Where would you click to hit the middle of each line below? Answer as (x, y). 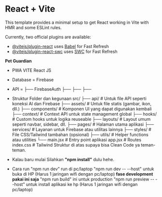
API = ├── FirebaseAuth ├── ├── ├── (52, 89)
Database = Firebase (33, 80)
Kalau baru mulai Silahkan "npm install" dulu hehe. (63, 159)
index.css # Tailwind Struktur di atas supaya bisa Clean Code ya (76, 145)
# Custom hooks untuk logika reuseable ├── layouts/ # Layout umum (81, 119)
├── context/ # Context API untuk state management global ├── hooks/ (84, 114)
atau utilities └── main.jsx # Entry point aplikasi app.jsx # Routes (77, 140)
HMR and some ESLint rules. (33, 27)
